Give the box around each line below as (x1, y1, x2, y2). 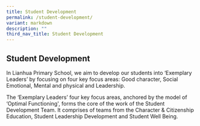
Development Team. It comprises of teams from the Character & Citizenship (6, 106, 194, 113)
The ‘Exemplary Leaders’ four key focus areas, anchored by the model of (6, 94, 188, 101)
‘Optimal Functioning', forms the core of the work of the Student (6, 100, 165, 107)
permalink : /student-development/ (6, 14, 93, 20)
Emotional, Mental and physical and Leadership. (6, 82, 125, 89)
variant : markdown (6, 20, 52, 26)
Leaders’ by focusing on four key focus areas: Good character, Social (6, 76, 178, 83)
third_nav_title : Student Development (6, 31, 104, 37)
